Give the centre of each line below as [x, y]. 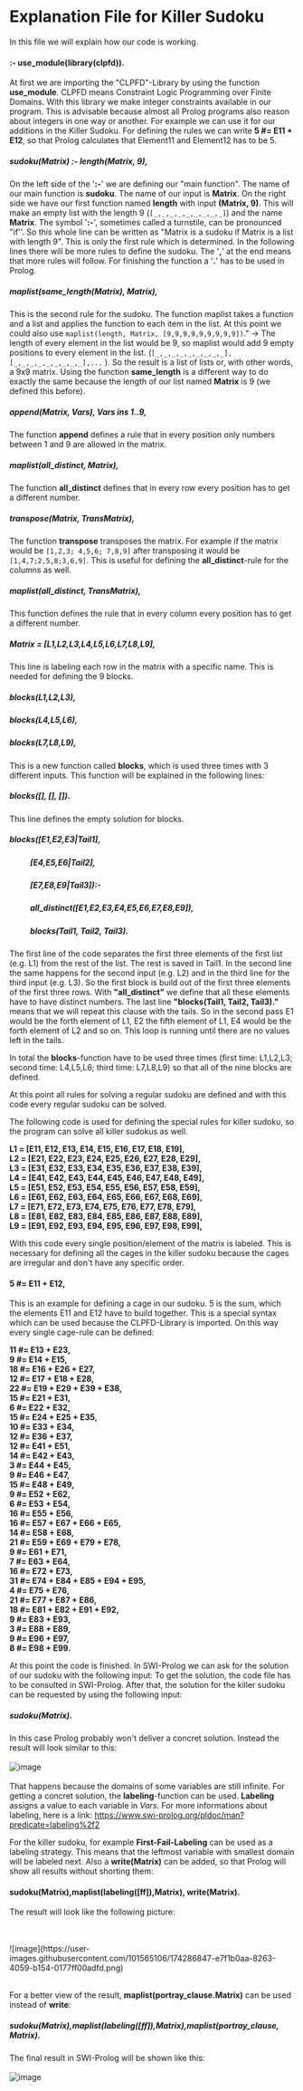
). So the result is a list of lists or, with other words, [199, 362]
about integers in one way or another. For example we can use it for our [142, 121]
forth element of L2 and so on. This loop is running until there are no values [150, 1031]
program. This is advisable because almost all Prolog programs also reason [149, 111]
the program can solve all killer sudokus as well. [99, 1132]
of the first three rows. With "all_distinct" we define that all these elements [150, 993]
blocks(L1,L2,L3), [43, 697]
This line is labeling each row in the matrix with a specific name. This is [142, 667]
